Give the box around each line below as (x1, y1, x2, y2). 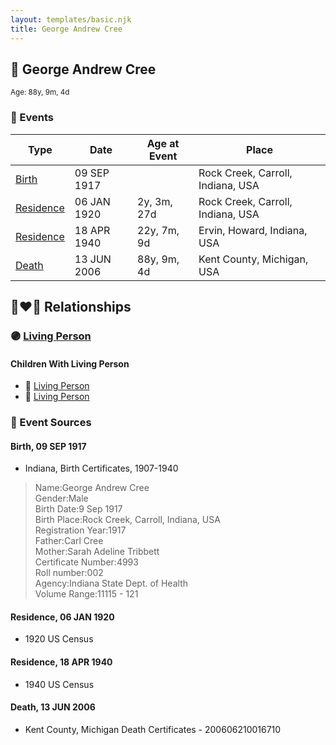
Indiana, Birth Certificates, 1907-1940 (24, 462, 179, 475)
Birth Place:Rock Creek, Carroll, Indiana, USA (34, 514, 221, 526)
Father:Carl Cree (34, 535, 104, 547)
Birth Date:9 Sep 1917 (34, 503, 123, 515)
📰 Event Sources (10, 416, 92, 430)
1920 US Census (24, 633, 94, 645)
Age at (146, 136, 180, 150)
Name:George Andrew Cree (34, 482, 150, 494)
